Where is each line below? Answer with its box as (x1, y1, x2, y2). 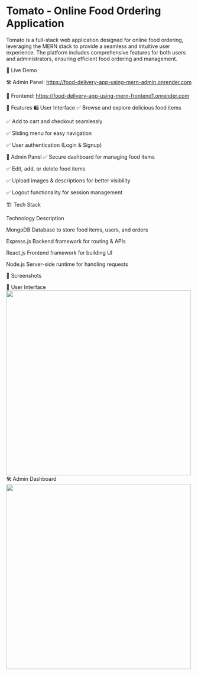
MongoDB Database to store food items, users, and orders (6, 226, 148, 233)
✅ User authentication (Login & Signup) (6, 141, 102, 149)
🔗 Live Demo (6, 66, 37, 73)
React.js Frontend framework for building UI (6, 249, 113, 256)
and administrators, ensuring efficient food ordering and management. (6, 55, 178, 62)
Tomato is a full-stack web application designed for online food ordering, (6, 36, 184, 43)
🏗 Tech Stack (6, 201, 41, 208)
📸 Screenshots (6, 272, 42, 279)
